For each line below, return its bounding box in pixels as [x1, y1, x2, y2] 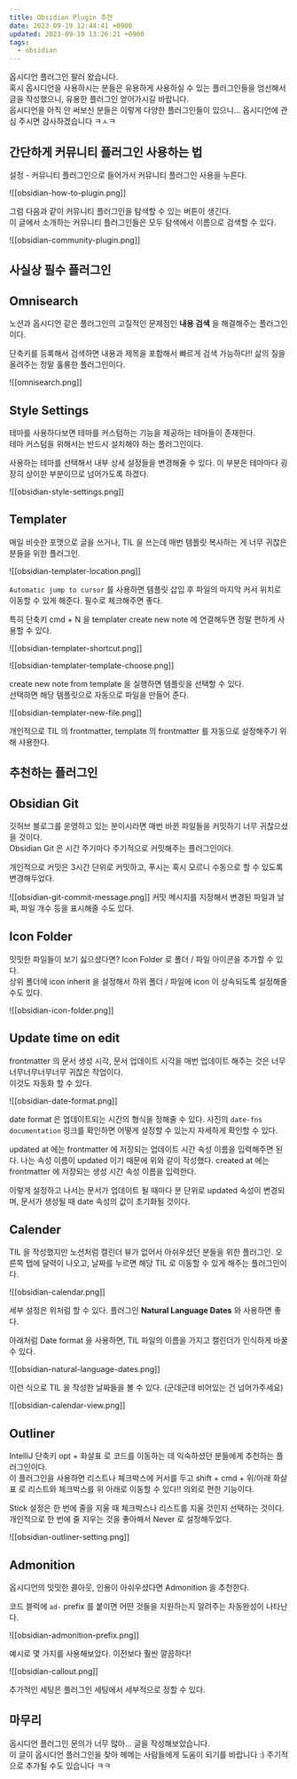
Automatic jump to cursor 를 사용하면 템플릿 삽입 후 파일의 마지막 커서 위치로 [9, 584, 282, 594]
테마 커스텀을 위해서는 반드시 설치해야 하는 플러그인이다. [9, 438, 204, 449]
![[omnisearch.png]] [9, 377, 82, 387]
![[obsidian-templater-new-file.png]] [9, 707, 142, 718]
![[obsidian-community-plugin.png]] [9, 235, 141, 245]
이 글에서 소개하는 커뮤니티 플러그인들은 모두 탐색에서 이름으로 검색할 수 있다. [9, 217, 277, 227]
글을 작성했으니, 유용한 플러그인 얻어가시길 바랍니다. [9, 94, 189, 105]
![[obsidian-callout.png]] [9, 1666, 99, 1677]
